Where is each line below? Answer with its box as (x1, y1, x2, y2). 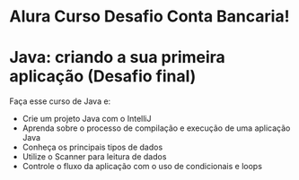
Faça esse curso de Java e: (9, 96, 111, 107)
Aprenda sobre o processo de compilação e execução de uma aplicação (22, 123, 291, 133)
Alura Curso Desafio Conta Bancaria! (9, 6, 290, 27)
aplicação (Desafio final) (9, 66, 197, 87)
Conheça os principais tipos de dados (22, 141, 163, 153)
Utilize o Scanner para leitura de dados (22, 151, 167, 162)
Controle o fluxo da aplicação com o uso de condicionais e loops (22, 161, 263, 172)
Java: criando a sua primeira (9, 47, 226, 68)
